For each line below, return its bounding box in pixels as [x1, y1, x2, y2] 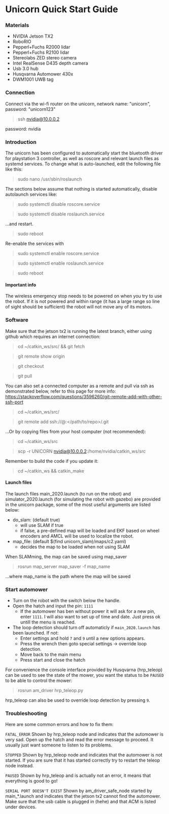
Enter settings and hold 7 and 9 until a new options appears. [20, 635, 146, 641]
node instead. [5, 763, 34, 769]
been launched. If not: [12, 630, 59, 636]
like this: [5, 166, 23, 172]
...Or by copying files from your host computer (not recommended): [5, 428, 146, 434]
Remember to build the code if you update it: [5, 458, 99, 464]
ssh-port [5, 399, 24, 405]
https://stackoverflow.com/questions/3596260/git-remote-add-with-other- [5, 393, 162, 399]
